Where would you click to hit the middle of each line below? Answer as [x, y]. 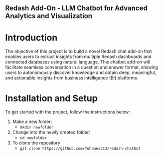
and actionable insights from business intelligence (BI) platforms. [72, 78]
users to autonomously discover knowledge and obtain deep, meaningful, [81, 72]
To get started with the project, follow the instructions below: [68, 112]
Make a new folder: [32, 121]
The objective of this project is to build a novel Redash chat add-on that [79, 51]
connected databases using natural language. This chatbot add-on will [78, 62]
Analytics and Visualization [49, 16]
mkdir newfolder [37, 127]
